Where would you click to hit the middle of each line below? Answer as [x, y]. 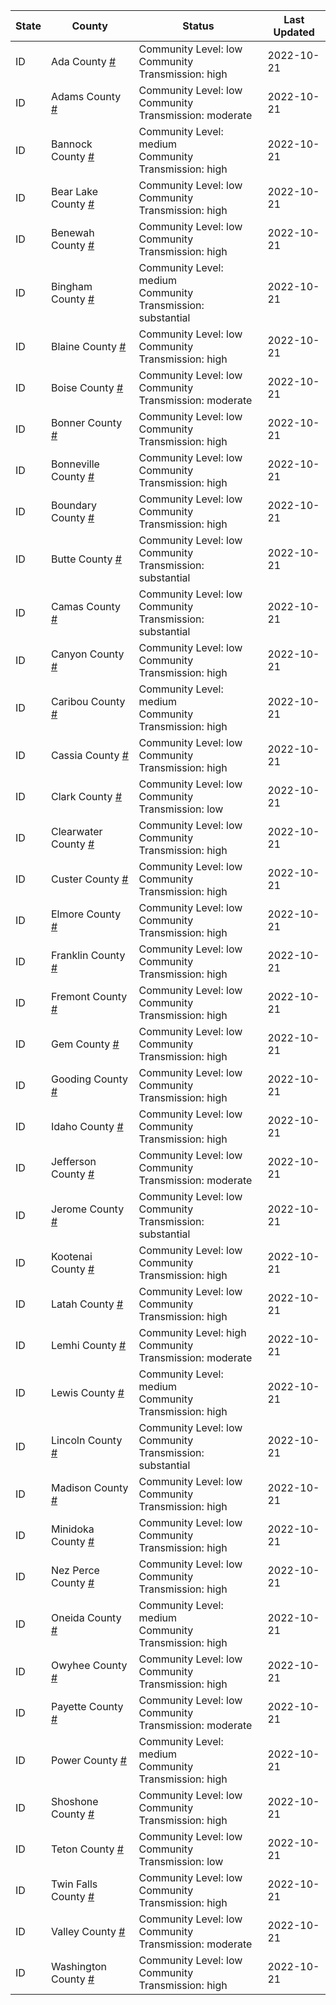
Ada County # [83, 61]
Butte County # [86, 559]
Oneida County [86, 1617]
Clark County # [86, 796]
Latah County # [87, 1304]
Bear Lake [74, 191]
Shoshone [74, 1801]
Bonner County [86, 422]
